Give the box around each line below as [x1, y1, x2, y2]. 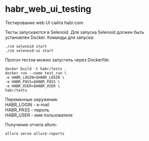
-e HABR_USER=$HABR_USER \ [5, 84, 60, 88]
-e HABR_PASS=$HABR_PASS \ [5, 79, 60, 84]
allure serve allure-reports [5, 131, 65, 136]
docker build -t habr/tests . [5, 66, 67, 71]
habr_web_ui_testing [5, 3, 92, 15]
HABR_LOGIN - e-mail [5, 102, 50, 108]
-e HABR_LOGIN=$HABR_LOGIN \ [5, 75, 65, 80]
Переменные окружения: [5, 96, 58, 102]
